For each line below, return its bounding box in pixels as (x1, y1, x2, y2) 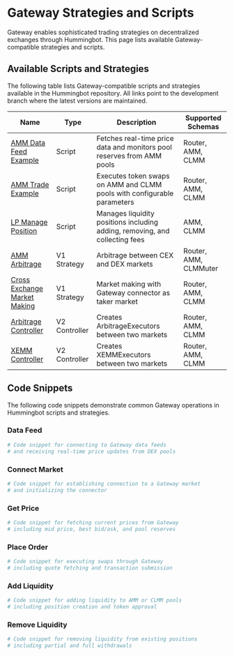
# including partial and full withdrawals (7, 642, 132, 649)
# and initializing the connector (7, 486, 108, 493)
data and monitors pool (96, 142, 173, 151)
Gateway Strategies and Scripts (7, 5, 194, 21)
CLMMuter (183, 263, 219, 273)
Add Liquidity (7, 581, 54, 590)
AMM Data (10, 137, 46, 147)
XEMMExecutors (96, 350, 151, 359)
